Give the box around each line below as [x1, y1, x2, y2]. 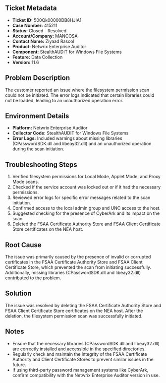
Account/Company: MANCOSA [12, 33, 78, 39]
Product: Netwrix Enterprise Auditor [12, 43, 87, 49]
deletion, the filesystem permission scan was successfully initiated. [5, 313, 143, 319]
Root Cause [5, 241, 42, 249]
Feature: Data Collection [12, 54, 63, 60]
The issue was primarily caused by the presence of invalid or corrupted [5, 254, 151, 260]
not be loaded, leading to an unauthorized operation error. [5, 97, 124, 103]
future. [12, 362, 26, 368]
